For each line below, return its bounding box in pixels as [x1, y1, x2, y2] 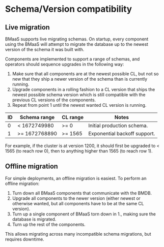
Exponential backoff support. [88, 130, 155, 137]
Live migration [5, 23, 50, 31]
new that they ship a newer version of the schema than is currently [12, 76, 147, 82]
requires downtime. [5, 236, 44, 242]
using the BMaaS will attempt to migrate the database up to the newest [5, 41, 148, 47]
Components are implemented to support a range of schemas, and [5, 56, 140, 62]
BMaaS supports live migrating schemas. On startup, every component [5, 36, 149, 42]
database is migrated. [12, 216, 56, 222]
